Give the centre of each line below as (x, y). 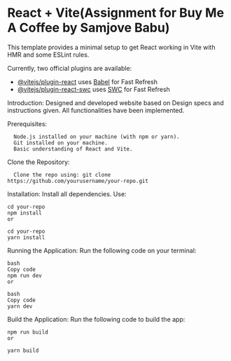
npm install (24, 213)
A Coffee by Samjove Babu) (89, 28)
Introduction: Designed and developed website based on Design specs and (115, 102)
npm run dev (24, 275)
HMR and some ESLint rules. (48, 55)
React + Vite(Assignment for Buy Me (116, 13)
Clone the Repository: (38, 162)
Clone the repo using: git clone (62, 175)
